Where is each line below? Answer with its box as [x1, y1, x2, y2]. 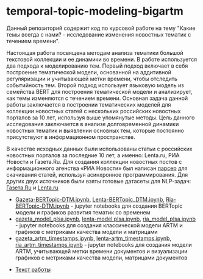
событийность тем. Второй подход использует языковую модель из [6, 81, 184, 89]
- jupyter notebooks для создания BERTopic [70, 202, 183, 210]
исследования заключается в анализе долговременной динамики [6, 120, 179, 127]
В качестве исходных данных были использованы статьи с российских [6, 145, 193, 152]
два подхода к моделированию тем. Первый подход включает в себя [6, 62, 188, 69]
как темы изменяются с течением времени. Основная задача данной [6, 94, 188, 102]
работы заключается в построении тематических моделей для [6, 101, 171, 108]
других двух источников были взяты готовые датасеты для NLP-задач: [6, 177, 191, 185]
